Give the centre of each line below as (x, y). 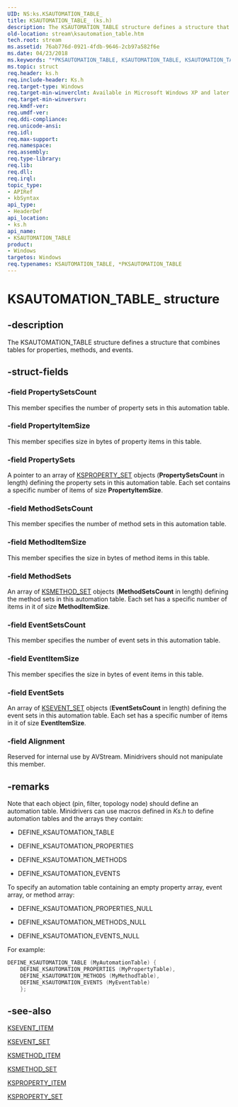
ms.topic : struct (33, 67)
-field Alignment (36, 741)
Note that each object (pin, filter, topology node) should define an (103, 804)
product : (20, 244)
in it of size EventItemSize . (47, 722)
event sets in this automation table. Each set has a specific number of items (118, 715)
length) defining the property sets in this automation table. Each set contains (119, 483)
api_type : (22, 205)
